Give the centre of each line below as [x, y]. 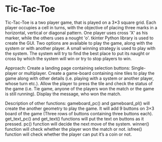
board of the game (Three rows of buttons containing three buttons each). [79, 113]
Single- [138, 68]
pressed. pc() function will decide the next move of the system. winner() [77, 124]
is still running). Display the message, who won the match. [63, 94]
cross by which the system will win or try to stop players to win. [68, 58]
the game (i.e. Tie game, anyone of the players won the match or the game [80, 89]
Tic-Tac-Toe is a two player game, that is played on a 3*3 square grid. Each [81, 22]
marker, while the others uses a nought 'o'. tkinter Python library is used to [79, 38]
